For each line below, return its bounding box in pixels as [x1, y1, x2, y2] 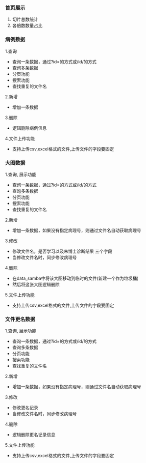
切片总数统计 [12, 16, 38, 23]
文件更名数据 [5, 316, 36, 322]
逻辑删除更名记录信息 [12, 432, 55, 438]
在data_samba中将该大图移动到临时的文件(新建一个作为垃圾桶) [12, 275, 139, 281]
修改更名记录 [12, 405, 38, 411]
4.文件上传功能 [5, 135, 35, 141]
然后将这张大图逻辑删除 [12, 281, 60, 287]
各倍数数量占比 [12, 23, 43, 29]
